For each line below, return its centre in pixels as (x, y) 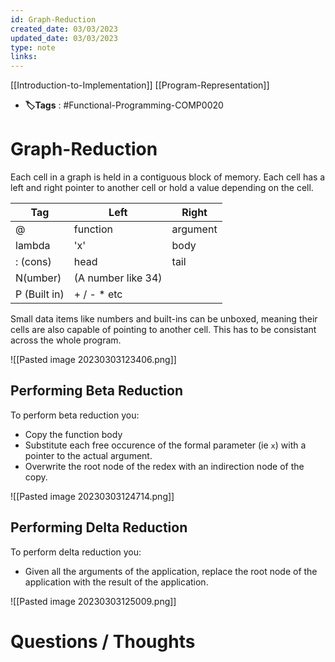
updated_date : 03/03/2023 (64, 38)
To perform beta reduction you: (75, 415)
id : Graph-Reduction (53, 19)
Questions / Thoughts (103, 641)
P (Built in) (40, 294)
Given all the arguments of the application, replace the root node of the (171, 571)
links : (24, 57)
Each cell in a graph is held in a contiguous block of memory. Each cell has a (168, 177)
